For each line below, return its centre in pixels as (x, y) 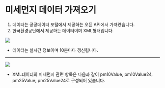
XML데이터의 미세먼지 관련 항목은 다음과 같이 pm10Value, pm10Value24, (82, 74)
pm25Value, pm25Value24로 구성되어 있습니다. (59, 80)
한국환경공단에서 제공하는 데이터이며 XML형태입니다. (63, 30)
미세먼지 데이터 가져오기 (51, 10)
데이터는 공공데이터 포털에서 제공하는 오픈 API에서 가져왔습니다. (73, 24)
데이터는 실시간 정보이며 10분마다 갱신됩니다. (55, 50)
